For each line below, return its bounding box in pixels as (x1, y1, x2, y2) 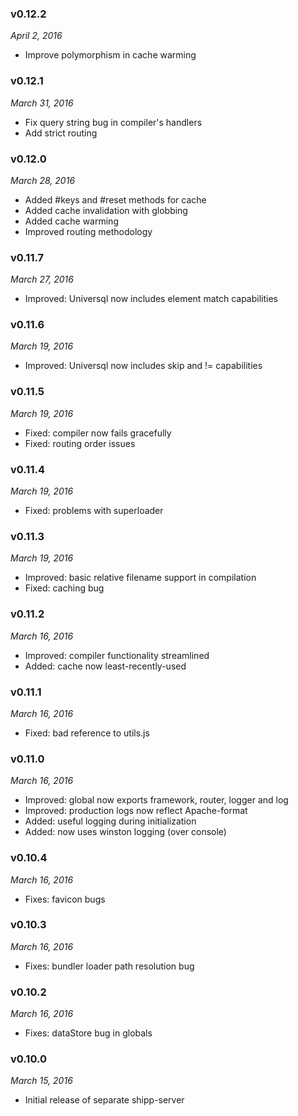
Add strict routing (24, 127, 98, 139)
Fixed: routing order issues (24, 437, 136, 449)
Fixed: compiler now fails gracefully (24, 427, 172, 439)
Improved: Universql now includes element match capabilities (24, 293, 278, 305)
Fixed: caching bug (24, 582, 105, 594)
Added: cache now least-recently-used (24, 660, 187, 672)
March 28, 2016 (10, 174, 76, 186)
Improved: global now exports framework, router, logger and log (24, 794, 289, 806)
